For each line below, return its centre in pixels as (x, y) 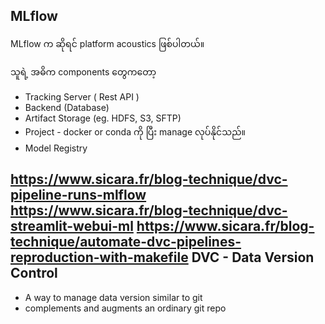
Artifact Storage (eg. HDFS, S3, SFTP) (103, 118)
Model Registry (56, 148)
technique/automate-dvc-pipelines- (126, 242)
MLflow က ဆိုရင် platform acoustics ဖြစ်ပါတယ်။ (107, 43)
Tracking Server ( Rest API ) (82, 96)
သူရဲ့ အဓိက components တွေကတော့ (83, 71)
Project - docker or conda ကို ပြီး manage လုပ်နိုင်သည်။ (135, 131)
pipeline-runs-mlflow (78, 195)
